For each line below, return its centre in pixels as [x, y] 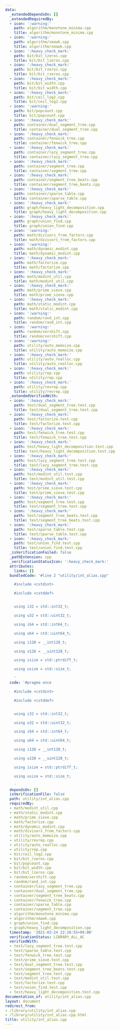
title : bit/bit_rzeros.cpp [42, 74]
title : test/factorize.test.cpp [47, 423]
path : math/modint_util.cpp [43, 277]
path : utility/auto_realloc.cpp [47, 359]
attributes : [22, 566]
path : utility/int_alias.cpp [39, 799]
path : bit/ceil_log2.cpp [39, 97]
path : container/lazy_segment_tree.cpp [55, 152]
